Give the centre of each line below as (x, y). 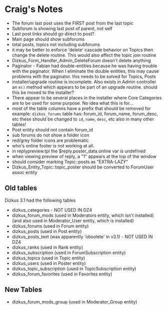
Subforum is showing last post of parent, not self (62, 28)
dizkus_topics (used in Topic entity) (48, 258)
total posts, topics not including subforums (56, 44)
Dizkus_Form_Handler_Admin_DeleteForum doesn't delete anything (81, 60)
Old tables (21, 188)
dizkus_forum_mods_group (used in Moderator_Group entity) (74, 301)
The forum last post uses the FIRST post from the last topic (72, 23)
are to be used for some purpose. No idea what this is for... (72, 103)
